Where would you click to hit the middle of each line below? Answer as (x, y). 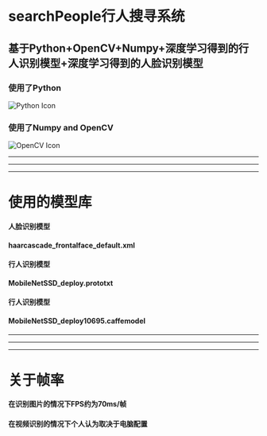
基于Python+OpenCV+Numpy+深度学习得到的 (124, 48)
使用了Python (35, 88)
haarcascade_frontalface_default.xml (72, 245)
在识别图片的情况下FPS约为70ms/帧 (68, 404)
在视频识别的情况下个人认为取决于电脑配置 (78, 423)
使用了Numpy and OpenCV (61, 127)
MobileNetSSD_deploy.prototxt (61, 282)
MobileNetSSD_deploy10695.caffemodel (77, 321)
